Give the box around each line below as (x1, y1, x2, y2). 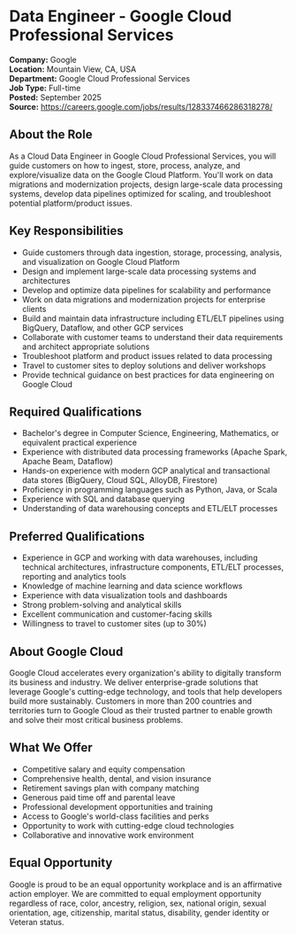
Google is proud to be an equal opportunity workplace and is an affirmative (9, 879, 283, 890)
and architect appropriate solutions (21, 341, 150, 352)
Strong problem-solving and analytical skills (21, 600, 182, 611)
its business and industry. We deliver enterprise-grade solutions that (9, 677, 259, 688)
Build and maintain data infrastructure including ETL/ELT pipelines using (21, 313, 285, 323)
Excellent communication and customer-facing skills (21, 609, 213, 619)
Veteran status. (9, 916, 65, 927)
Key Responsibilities (9, 223, 124, 238)
